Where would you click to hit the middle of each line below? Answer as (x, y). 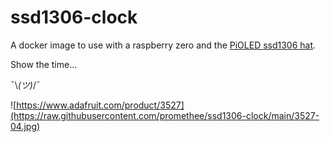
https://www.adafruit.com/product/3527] (100, 105)
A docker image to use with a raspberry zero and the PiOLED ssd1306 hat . (163, 45)
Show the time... (44, 64)
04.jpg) (25, 126)
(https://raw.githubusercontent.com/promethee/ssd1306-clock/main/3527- (165, 115)
